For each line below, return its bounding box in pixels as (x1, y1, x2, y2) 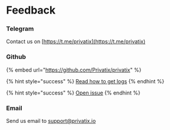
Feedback (6, 4, 56, 17)
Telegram (6, 25, 34, 33)
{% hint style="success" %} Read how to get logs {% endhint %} (6, 77, 165, 84)
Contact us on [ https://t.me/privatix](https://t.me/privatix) (6, 38, 146, 45)
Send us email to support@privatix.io (6, 118, 96, 125)
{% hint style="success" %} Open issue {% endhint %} (6, 89, 140, 96)
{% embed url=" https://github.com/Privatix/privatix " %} (6, 66, 142, 73)
